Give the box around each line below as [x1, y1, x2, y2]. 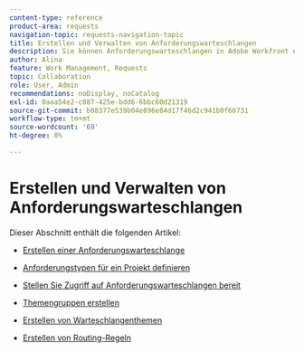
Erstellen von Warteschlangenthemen [22, 314, 163, 326]
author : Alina [9, 55, 63, 64]
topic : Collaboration [9, 72, 91, 81]
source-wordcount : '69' [9, 123, 100, 132]
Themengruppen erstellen [22, 297, 120, 308]
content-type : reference [9, 13, 103, 23]
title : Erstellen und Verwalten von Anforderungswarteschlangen [9, 38, 257, 48]
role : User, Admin [9, 81, 79, 90]
